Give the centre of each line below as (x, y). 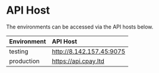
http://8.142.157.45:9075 (89, 51)
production (24, 61)
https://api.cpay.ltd (78, 61)
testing (19, 51)
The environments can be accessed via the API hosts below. (80, 27)
